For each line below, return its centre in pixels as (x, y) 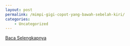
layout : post (19, 10)
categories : (18, 19)
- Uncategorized (31, 24)
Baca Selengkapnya (26, 38)
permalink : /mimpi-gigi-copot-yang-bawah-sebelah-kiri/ (65, 14)
